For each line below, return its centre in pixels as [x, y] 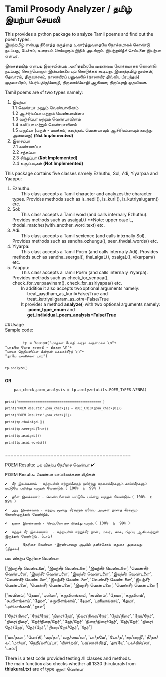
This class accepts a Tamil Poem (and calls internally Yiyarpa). [84, 272]
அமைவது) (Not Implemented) [42, 135]
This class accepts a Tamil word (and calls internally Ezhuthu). [84, 214]
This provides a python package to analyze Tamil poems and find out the [79, 34]
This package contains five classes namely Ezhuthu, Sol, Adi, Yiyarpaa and [82, 173]
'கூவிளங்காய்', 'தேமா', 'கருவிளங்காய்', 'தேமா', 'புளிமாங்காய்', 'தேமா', [70, 600]
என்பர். [12, 56]
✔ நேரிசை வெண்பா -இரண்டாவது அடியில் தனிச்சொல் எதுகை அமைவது [74, 544]
